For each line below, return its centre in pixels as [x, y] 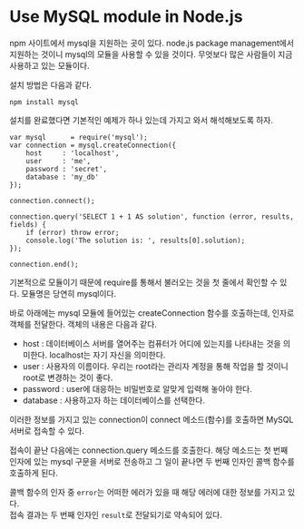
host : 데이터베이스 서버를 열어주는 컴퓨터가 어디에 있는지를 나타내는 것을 [152, 343]
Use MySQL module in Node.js [126, 17]
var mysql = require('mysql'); [78, 137]
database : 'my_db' [63, 177]
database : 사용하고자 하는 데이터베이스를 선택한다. [114, 400]
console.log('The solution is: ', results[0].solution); [136, 240]
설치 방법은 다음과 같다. [51, 84]
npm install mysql [44, 102]
